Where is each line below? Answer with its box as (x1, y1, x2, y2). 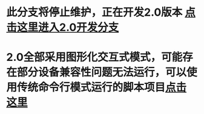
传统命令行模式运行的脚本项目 (17, 81, 166, 94)
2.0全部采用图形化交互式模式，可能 (6, 51, 183, 64)
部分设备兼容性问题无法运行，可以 (17, 66, 187, 79)
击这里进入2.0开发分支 (6, 21, 119, 34)
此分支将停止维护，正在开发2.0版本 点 (6, 5, 196, 19)
